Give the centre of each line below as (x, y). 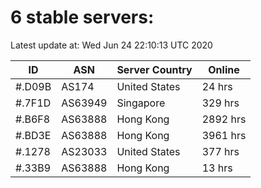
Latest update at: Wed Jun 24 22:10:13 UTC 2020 (111, 45)
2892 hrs (224, 119)
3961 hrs (224, 135)
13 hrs (217, 168)
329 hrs (220, 103)
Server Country (154, 69)
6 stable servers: (82, 17)
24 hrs (217, 86)
